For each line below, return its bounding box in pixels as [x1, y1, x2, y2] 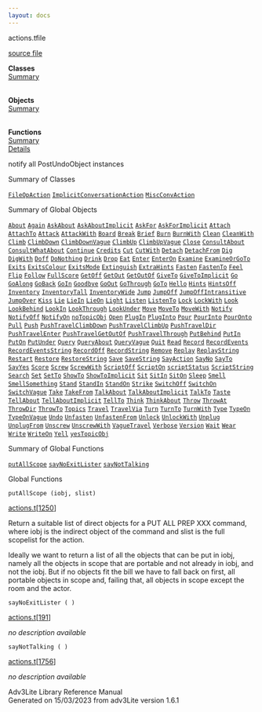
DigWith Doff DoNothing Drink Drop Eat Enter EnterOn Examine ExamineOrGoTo [8, 254, 251, 263]
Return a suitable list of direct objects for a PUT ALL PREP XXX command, [8, 518, 247, 528]
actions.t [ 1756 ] [8, 656, 56, 666]
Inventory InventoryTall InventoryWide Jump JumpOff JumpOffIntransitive [8, 288, 247, 296]
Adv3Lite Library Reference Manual [8, 687, 123, 696]
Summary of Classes [8, 174, 76, 184]
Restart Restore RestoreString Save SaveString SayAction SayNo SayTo [8, 355, 233, 363]
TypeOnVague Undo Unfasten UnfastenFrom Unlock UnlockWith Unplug [8, 413, 220, 421]
